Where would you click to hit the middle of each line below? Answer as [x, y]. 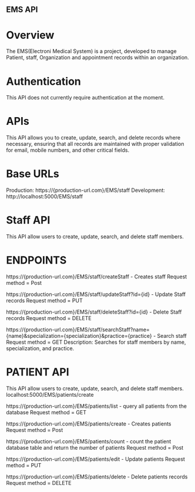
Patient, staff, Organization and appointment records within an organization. [97, 58]
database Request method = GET [46, 412]
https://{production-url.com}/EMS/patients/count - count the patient [89, 441]
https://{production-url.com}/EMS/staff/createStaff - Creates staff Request [97, 277]
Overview [30, 35]
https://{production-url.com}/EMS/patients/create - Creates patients [89, 424]
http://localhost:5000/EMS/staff [45, 197]
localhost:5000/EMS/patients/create [50, 394]
